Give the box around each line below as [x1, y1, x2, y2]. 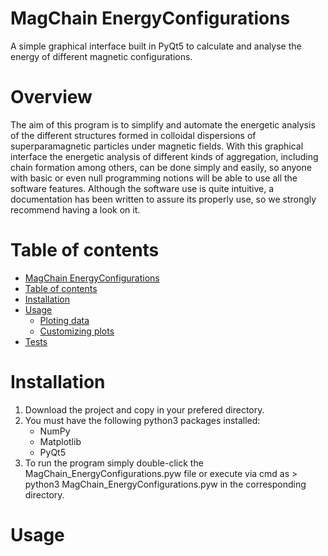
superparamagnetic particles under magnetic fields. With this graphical [10, 140, 304, 152]
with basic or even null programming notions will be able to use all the [10, 172, 298, 184]
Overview [10, 86, 93, 109]
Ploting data [39, 314, 90, 326]
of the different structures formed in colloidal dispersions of [10, 129, 257, 141]
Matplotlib [39, 435, 82, 447]
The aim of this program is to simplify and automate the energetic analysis [10, 118, 316, 131]
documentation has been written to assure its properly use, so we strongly [10, 193, 317, 205]
